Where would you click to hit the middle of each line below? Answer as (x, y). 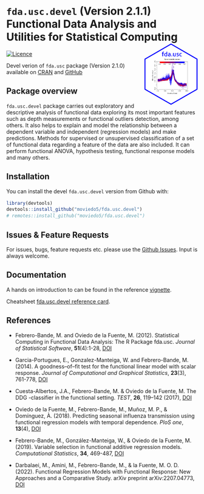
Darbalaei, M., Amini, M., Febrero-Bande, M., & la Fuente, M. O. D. (97, 465)
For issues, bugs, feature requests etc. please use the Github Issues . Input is (102, 249)
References (29, 321)
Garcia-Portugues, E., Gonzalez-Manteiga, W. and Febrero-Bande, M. (102, 360)
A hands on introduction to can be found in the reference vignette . (89, 289)
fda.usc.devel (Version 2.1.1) (79, 11)
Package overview (42, 91)
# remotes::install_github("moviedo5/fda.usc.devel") (76, 216)
